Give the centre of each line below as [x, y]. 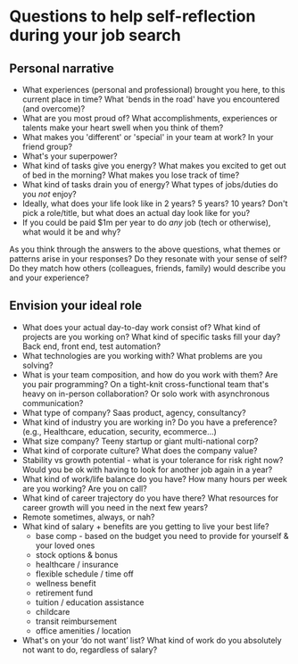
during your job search [95, 35]
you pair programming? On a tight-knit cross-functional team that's [145, 384]
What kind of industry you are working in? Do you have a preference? [149, 422]
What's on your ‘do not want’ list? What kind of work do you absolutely [152, 640]
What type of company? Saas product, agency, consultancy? [134, 412]
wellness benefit [66, 583]
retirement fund [64, 593]
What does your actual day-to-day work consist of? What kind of [141, 327]
